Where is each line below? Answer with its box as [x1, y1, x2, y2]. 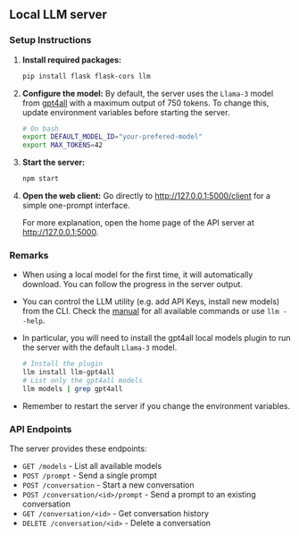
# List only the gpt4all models [21, 376, 143, 386]
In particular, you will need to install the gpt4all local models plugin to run [21, 333, 291, 344]
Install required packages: [21, 54, 122, 65]
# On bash [21, 124, 60, 133]
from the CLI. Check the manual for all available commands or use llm [21, 306, 279, 317]
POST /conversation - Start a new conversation [21, 480, 195, 490]
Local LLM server [9, 7, 107, 22]
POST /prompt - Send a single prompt [21, 470, 158, 481]
